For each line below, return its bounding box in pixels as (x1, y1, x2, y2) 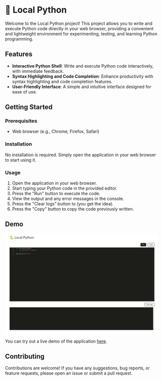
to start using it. (5, 157, 36, 163)
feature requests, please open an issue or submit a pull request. (5, 370, 132, 376)
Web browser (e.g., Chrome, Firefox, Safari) (12, 128, 99, 134)
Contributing (5, 352, 45, 361)
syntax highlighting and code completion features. (12, 78, 113, 84)
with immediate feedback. (12, 68, 64, 74)
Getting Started (5, 103, 53, 111)
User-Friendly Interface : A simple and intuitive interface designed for (12, 84, 152, 90)
